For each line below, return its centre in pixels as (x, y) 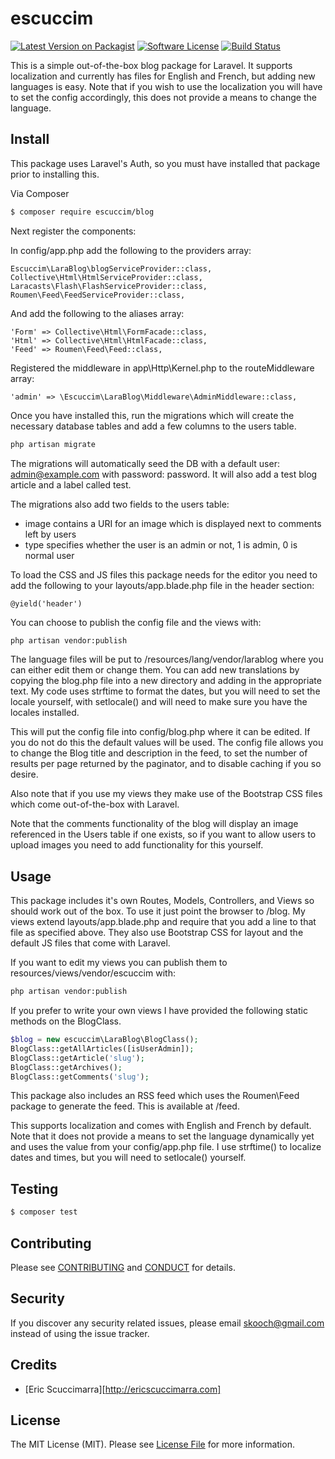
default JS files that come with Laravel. (90, 943)
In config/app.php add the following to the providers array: (131, 250)
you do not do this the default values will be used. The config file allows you (167, 743)
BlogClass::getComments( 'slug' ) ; (80, 1077)
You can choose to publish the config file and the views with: (136, 622)
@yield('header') (46, 603)
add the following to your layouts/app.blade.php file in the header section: (162, 585)
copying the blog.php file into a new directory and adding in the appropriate (166, 681)
